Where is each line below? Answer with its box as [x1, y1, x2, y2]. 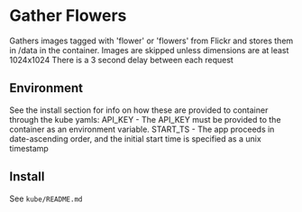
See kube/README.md [9, 193, 83, 204]
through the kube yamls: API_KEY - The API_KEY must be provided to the [9, 114, 281, 124]
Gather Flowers [9, 5, 127, 26]
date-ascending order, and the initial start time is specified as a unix [9, 133, 261, 144]
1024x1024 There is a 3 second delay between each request [9, 54, 234, 65]
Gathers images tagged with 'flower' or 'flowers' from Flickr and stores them [9, 35, 294, 46]
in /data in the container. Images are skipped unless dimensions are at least [9, 44, 289, 55]
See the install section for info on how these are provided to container [9, 105, 269, 115]
